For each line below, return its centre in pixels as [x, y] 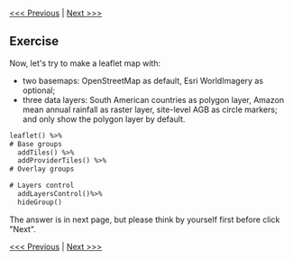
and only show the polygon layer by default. [104, 119]
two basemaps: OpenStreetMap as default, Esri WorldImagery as [143, 80]
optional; [39, 90]
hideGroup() [40, 202]
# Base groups [36, 144]
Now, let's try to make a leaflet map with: [85, 63]
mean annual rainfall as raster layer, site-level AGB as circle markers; [150, 109]
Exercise [34, 41]
